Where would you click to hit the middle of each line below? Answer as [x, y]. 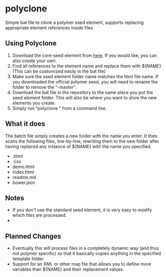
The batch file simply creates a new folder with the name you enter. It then [81, 136]
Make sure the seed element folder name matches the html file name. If [85, 76]
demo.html [23, 167]
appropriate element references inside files [49, 27]
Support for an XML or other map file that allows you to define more [82, 264]
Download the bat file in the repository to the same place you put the [83, 92]
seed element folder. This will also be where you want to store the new [84, 97]
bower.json [24, 183]
